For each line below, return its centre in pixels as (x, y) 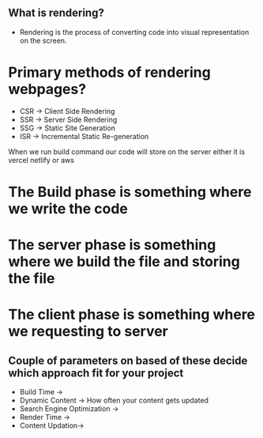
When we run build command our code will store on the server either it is (127, 151)
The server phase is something (112, 245)
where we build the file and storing (124, 262)
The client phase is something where (131, 315)
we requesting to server (88, 332)
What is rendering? (56, 13)
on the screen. (43, 40)
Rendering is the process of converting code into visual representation (134, 32)
